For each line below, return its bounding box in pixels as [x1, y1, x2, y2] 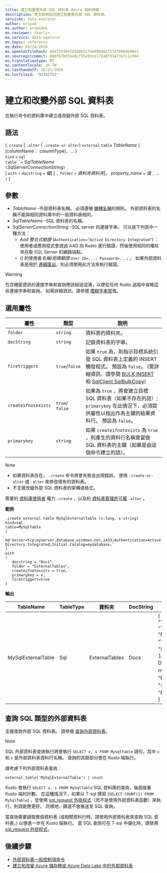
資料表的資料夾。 [85, 330, 126, 337]
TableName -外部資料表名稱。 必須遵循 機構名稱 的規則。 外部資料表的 [12, 205, 157, 212]
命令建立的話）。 [90, 449, 128, 456]
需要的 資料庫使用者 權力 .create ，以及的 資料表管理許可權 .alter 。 [5, 496, 148, 501]
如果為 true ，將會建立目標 [85, 387, 149, 394]
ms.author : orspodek [5, 26, 48, 31]
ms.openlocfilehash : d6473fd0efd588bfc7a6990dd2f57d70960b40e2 [5, 49, 139, 54]
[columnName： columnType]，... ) [5, 148, 77, 154]
